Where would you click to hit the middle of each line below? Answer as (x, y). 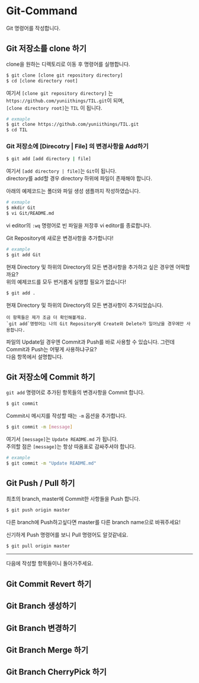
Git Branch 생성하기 (41, 606)
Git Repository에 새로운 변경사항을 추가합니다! (60, 238)
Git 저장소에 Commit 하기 (51, 377)
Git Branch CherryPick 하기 (56, 672)
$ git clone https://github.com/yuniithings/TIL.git (73, 125)
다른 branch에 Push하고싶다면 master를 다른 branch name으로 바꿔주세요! (93, 522)
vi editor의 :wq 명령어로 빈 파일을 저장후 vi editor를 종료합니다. (79, 225)
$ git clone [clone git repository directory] (65, 75)
